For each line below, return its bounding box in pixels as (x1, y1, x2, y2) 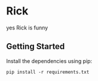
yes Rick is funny (6, 24, 48, 31)
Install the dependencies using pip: (6, 57, 93, 64)
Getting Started (6, 41, 65, 52)
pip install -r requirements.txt (6, 69, 90, 75)
